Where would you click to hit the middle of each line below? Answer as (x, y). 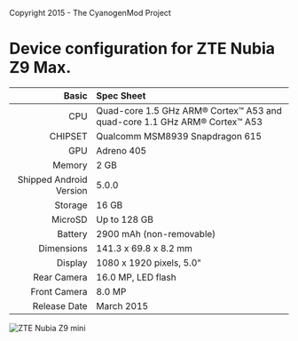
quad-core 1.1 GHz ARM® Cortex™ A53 (180, 122)
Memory (70, 165)
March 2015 (122, 305)
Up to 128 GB (125, 219)
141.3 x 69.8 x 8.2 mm (145, 248)
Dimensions (63, 248)
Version (71, 190)
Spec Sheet (121, 95)
